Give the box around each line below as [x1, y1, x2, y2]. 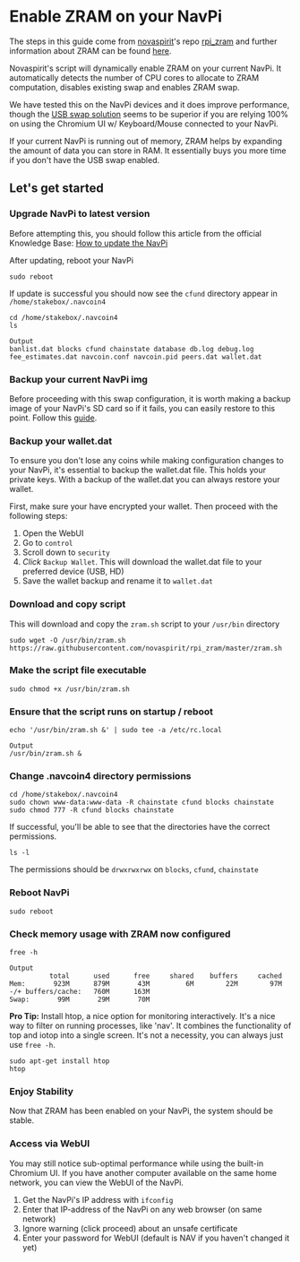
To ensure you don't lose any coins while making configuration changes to [9, 455, 284, 466]
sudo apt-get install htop [9, 1057, 110, 1066]
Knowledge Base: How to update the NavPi [9, 238, 168, 248]
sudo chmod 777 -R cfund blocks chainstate [9, 806, 175, 815]
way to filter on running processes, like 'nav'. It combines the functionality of [9, 1020, 292, 1031]
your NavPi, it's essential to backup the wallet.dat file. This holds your [9, 464, 267, 476]
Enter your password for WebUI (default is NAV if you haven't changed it [21, 1232, 290, 1243]
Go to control [21, 538, 73, 549]
